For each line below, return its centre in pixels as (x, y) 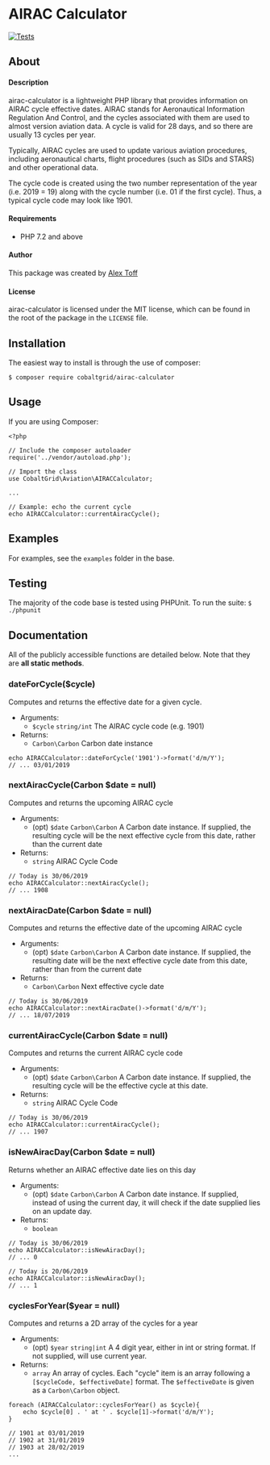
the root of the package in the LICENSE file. (79, 318)
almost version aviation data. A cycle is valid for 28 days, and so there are (131, 126)
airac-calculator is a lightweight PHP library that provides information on (128, 100)
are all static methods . (46, 663)
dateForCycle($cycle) (52, 684)
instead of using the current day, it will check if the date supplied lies (146, 1202)
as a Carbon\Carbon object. (76, 1390)
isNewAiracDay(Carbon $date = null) (82, 1152)
